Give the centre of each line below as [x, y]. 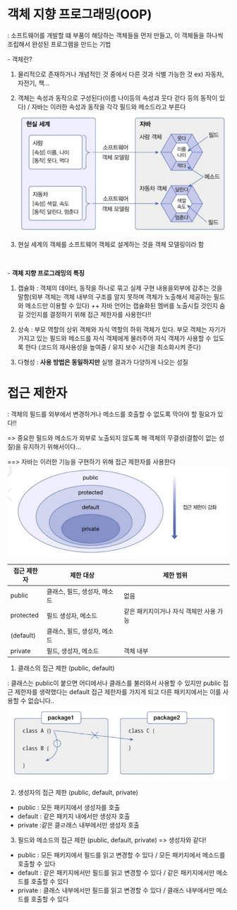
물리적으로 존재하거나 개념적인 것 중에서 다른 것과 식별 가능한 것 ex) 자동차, [121, 74]
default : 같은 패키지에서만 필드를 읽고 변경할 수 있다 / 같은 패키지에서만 [116, 873]
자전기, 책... [34, 83]
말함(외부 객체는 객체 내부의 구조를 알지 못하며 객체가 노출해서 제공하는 [115, 296]
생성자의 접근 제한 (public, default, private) [78, 793]
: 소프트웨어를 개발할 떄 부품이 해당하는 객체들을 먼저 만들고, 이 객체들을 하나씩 [115, 35]
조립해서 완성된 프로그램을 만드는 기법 [59, 44]
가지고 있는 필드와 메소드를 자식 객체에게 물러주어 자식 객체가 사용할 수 [114, 338]
